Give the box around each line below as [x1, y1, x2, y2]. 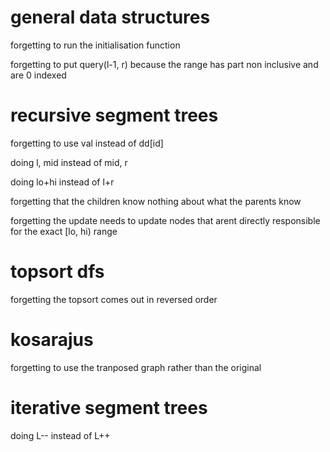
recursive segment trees [10, 104, 219, 127]
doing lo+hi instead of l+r [10, 176, 115, 188]
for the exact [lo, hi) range [10, 225, 118, 237]
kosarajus [10, 329, 94, 351]
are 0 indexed [10, 69, 67, 81]
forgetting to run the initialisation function [10, 39, 181, 51]
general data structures [10, 6, 211, 29]
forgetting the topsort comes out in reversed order [10, 293, 218, 305]
